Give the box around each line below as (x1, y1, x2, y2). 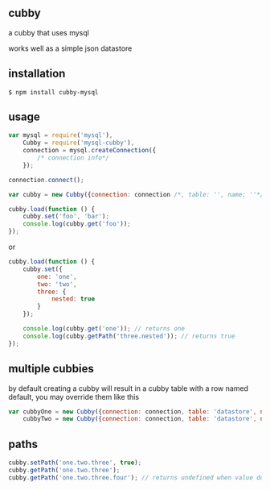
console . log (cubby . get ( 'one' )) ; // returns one (22, 325, 185, 333)
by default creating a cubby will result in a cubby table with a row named (8, 383, 249, 393)
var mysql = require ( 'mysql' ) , (8, 131, 113, 139)
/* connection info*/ (37, 154, 110, 162)
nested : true (51, 295, 95, 303)
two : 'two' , (37, 280, 78, 289)
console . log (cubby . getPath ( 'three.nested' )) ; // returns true (22, 332, 235, 340)
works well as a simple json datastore (8, 44, 133, 53)
